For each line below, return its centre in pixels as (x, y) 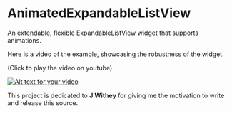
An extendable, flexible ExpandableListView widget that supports (103, 33)
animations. (24, 40)
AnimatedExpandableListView (99, 13)
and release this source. (43, 103)
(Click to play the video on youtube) (60, 68)
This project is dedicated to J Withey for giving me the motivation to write (116, 95)
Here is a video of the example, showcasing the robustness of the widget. (116, 54)
